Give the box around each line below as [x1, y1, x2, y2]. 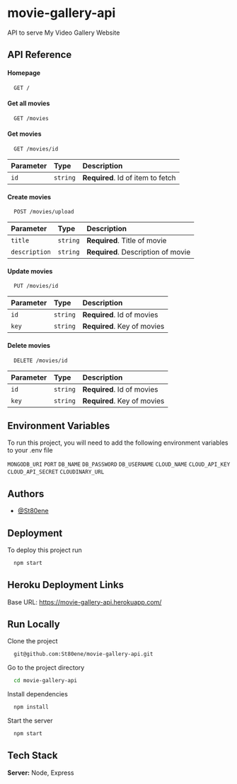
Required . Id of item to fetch [82, 172, 176, 182]
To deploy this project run [7, 546, 83, 554]
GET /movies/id [13, 145, 59, 153]
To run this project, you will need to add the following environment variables [7, 438, 229, 447]
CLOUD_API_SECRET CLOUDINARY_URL [7, 469, 105, 476]
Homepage [7, 69, 41, 77]
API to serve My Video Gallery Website [7, 28, 120, 37]
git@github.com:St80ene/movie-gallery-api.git [13, 650, 154, 658]
